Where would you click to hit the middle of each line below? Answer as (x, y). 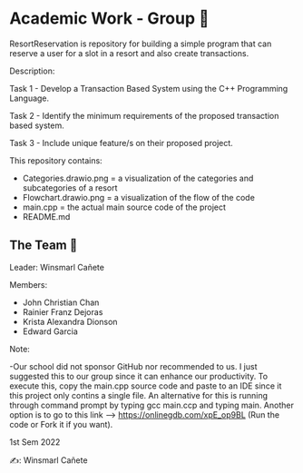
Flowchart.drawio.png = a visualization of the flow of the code (139, 197)
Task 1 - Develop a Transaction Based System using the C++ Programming (149, 88)
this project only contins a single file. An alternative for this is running (139, 395)
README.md (46, 216)
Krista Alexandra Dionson (70, 321)
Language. (29, 98)
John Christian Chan (61, 302)
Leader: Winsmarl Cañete (57, 267)
